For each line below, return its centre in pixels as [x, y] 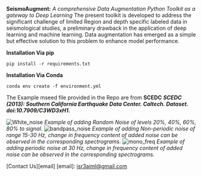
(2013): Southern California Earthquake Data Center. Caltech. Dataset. [97, 104]
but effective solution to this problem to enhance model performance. [93, 41]
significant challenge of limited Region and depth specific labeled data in [97, 22]
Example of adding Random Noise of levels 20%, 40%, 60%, [120, 122]
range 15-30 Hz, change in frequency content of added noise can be [92, 135]
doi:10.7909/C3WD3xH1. [38, 110]
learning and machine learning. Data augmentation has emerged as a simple [101, 35]
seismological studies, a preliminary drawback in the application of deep [96, 28]
